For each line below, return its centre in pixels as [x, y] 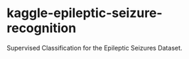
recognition [42, 28]
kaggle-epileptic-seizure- [85, 13]
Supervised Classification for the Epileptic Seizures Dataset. [94, 48]
